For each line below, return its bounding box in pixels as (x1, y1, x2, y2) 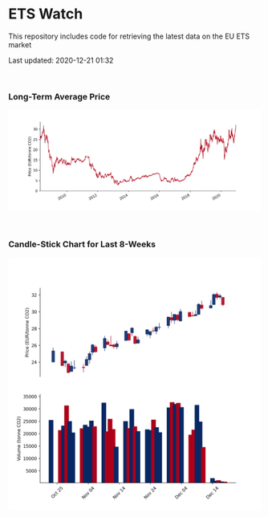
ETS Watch (8, 5, 83, 23)
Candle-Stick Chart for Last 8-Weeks (8, 238, 156, 250)
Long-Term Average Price (8, 91, 111, 102)
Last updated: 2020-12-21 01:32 (8, 55, 114, 65)
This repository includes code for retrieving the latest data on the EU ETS (8, 31, 250, 41)
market (8, 39, 32, 49)
